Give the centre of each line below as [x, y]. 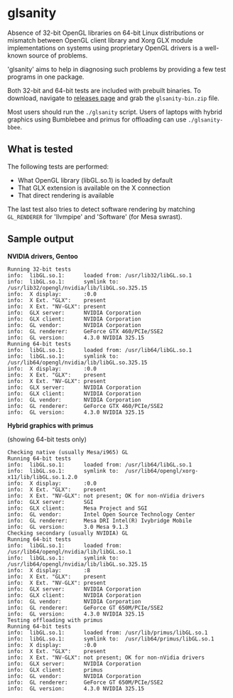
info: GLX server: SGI [50, 502]
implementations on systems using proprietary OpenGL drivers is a [105, 48]
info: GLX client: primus [55, 670]
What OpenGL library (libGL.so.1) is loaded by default [95, 180]
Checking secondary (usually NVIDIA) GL [68, 533]
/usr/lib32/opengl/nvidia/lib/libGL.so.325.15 [77, 288]
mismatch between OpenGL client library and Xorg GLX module [100, 40]
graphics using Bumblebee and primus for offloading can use [97, 119]
